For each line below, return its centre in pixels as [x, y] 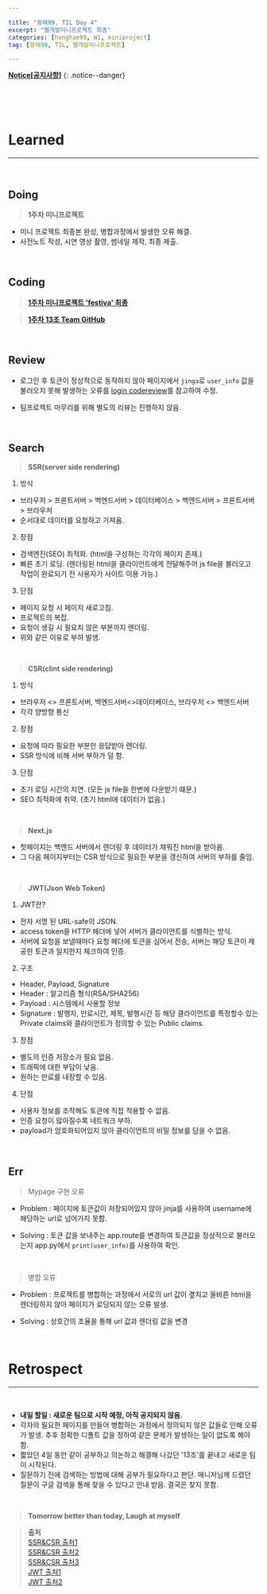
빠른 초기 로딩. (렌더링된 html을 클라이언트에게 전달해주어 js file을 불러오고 [135, 564]
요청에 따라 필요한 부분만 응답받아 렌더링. [83, 746]
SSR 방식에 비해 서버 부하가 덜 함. [72, 756]
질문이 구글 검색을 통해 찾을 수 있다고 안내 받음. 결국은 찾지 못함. [119, 1485]
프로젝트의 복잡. [44, 617]
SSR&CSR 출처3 [53, 1562]
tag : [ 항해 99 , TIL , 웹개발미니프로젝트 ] [67, 44]
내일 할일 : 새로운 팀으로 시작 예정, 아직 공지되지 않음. [101, 1415]
